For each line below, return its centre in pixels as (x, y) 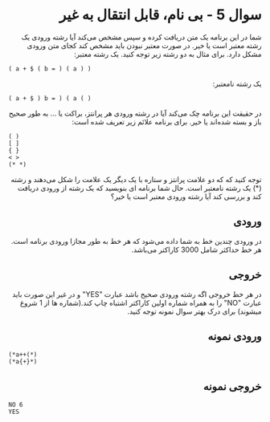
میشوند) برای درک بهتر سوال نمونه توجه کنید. (194, 311)
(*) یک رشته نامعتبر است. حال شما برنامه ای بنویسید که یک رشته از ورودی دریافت (139, 188)
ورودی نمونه (235, 336)
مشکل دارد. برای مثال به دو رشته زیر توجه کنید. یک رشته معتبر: (168, 54)
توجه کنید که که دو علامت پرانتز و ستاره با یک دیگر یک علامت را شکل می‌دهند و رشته (136, 179)
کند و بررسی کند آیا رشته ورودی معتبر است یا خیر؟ (186, 196)
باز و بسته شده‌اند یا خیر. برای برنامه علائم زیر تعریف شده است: (167, 121)
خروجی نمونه (232, 386)
